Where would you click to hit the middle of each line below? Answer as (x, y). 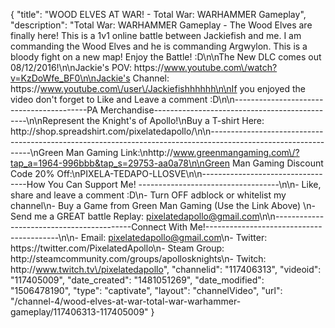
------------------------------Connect (88, 227)
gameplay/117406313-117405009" (79, 312)
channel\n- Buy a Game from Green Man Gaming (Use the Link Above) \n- (163, 205)
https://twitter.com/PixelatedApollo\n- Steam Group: (117, 248)
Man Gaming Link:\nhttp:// (119, 152)
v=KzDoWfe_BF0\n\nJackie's (70, 78)
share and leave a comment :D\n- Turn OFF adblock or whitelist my (148, 195)
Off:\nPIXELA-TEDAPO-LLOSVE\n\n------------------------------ (189, 173)
